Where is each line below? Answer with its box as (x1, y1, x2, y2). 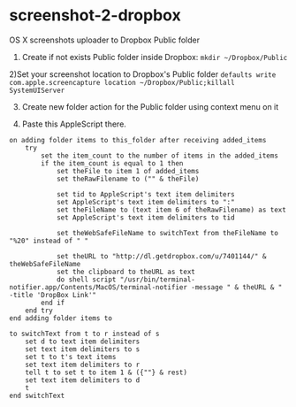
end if (41, 298, 65, 307)
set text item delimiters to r (25, 360, 140, 369)
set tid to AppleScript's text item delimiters (56, 189, 236, 199)
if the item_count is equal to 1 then (41, 158, 184, 168)
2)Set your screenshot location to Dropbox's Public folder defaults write (9, 68, 277, 80)
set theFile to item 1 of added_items (56, 166, 200, 175)
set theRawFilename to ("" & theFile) (56, 174, 200, 183)
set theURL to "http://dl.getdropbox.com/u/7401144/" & (56, 251, 267, 261)
